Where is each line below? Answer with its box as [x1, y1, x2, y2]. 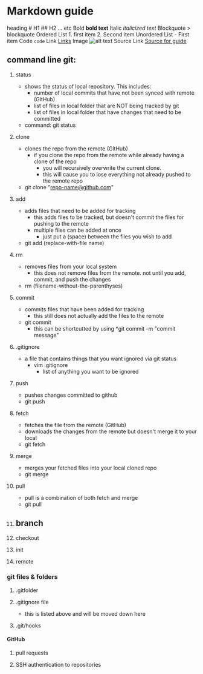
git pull [24, 500, 42, 508]
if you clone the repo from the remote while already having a [33, 151, 184, 158]
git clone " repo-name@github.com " [24, 183, 114, 190]
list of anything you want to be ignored [42, 368, 139, 375]
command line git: [7, 55, 76, 65]
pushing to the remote [33, 220, 89, 227]
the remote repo [42, 177, 83, 184]
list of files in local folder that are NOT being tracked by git [33, 102, 179, 109]
